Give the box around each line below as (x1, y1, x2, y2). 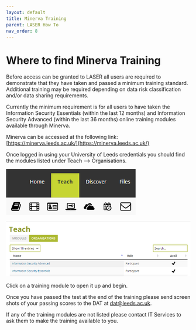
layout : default (6, 9, 46, 15)
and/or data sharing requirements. (6, 92, 89, 99)
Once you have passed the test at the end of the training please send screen (6, 293, 191, 300)
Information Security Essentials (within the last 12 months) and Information (6, 110, 185, 117)
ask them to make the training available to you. (6, 317, 119, 324)
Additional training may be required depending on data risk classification (6, 86, 181, 93)
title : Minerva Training (6, 15, 67, 22)
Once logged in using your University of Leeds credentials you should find (6, 151, 185, 158)
